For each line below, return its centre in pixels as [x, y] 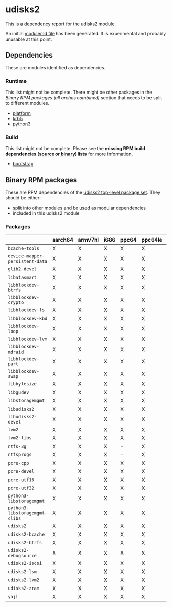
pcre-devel [21, 472]
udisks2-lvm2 [24, 580]
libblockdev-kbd [28, 319]
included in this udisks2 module [46, 213]
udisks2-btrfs [25, 543]
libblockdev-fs [26, 310]
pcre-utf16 [21, 480]
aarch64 [62, 240]
